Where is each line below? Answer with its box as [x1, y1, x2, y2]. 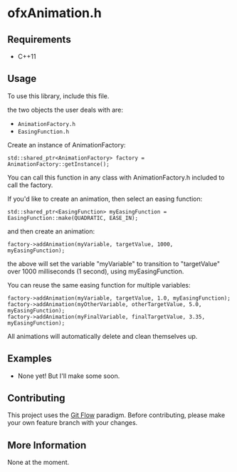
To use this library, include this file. [7, 91, 110, 100]
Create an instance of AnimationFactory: [7, 140, 126, 149]
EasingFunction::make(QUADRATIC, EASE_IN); [7, 214, 139, 221]
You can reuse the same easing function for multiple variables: [7, 280, 191, 289]
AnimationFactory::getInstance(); [7, 160, 110, 168]
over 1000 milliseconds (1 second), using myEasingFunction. [7, 267, 184, 276]
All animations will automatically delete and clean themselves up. [7, 332, 198, 340]
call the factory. [7, 180, 53, 189]
